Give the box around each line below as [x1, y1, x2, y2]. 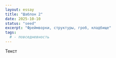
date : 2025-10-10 [5, 16, 41, 21]
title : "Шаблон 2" [5, 12, 43, 17]
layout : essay [5, 7, 35, 12]
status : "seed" [5, 21, 37, 26]
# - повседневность [9, 35, 50, 40]
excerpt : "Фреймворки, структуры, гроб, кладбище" [5, 26, 112, 30]
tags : [5, 30, 16, 35]
